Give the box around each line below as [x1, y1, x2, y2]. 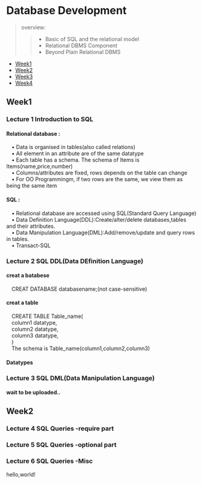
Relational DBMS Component [45, 42, 118, 49]
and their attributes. [6, 222, 56, 230]
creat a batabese [6, 272, 50, 279]
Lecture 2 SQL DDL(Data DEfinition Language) [6, 257, 144, 265]
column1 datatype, [11, 319, 57, 326]
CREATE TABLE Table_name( [11, 313, 83, 320]
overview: [21, 24, 46, 31]
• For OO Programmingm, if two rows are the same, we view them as [11, 176, 183, 183]
